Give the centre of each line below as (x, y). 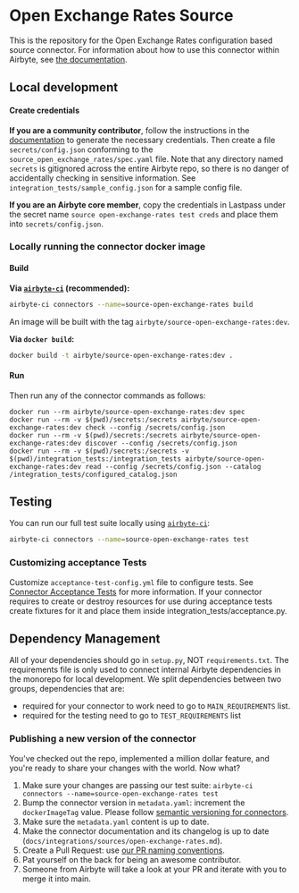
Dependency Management (85, 638)
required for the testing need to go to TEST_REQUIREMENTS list (132, 716)
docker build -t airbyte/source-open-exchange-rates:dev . (121, 355)
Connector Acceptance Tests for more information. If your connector (136, 591)
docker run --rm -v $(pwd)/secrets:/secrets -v (100, 451)
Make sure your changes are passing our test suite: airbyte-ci (137, 785)
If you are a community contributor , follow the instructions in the (129, 130)
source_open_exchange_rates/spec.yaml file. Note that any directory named (146, 158)
